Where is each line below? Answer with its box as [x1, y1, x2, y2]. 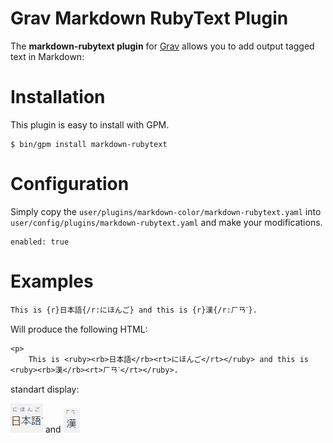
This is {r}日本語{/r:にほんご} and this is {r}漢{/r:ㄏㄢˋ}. [10, 305, 258, 315]
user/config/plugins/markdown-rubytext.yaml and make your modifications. [10, 216, 323, 228]
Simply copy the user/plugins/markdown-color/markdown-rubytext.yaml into [10, 205, 322, 217]
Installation [10, 86, 106, 109]
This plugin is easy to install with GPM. [10, 118, 170, 131]
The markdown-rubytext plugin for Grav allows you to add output [10, 40, 284, 52]
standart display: [10, 383, 80, 395]
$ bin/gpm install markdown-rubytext [10, 139, 168, 149]
